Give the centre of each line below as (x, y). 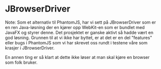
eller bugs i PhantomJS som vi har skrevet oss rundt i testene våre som (76, 42)
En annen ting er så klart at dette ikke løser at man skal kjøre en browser (77, 57)
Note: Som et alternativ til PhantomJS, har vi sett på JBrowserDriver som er (80, 22)
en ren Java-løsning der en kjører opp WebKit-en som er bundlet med (75, 27)
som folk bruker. (21, 62)
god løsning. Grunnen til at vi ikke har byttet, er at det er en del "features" (79, 38)
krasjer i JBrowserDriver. (30, 48)
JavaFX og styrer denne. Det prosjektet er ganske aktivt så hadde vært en (79, 32)
